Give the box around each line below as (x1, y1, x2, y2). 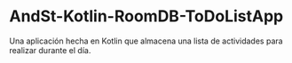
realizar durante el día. (9, 44, 91, 55)
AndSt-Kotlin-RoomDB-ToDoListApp (9, 6, 284, 27)
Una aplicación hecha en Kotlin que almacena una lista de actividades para (9, 35, 283, 46)
